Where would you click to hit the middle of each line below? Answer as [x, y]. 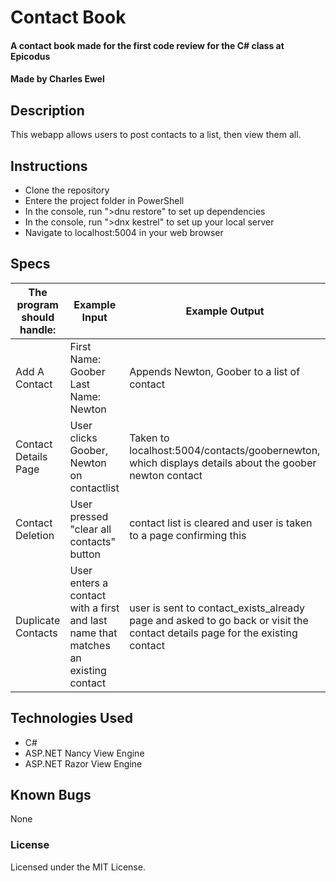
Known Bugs [51, 795]
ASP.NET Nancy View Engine [84, 753]
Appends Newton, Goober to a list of [215, 371]
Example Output [225, 311]
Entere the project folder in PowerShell [104, 200]
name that [93, 633]
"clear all [90, 529]
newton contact [166, 475]
